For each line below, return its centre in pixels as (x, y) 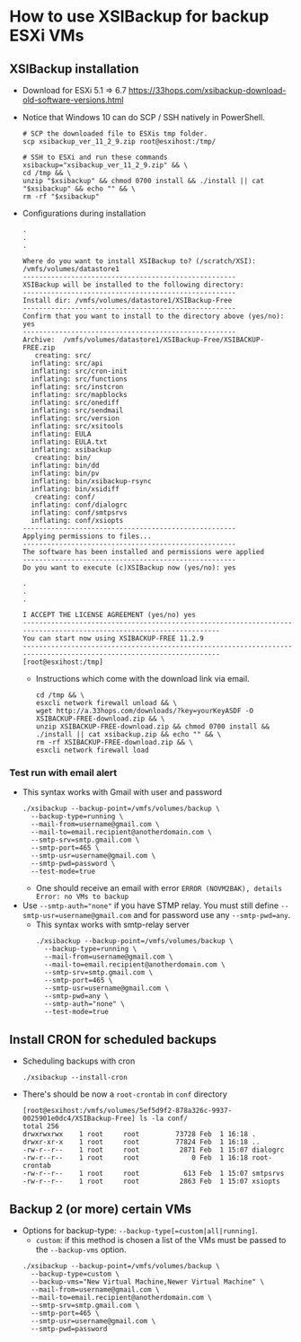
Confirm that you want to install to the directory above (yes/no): (153, 316)
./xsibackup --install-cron (75, 1078)
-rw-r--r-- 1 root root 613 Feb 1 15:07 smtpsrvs (153, 1174)
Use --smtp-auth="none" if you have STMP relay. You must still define (150, 905)
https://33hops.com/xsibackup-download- (208, 90)
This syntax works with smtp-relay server (113, 925)
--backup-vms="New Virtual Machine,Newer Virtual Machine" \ (148, 1282)
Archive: (39, 340)
